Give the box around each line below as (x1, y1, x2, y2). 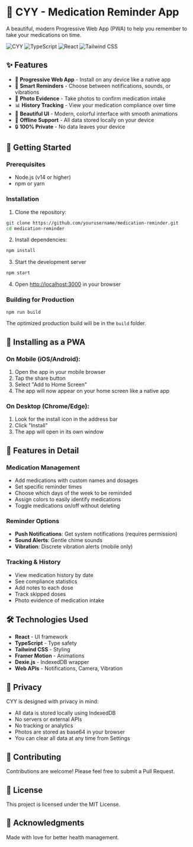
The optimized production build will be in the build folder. (6, 320, 147, 327)
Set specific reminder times (14, 483, 82, 490)
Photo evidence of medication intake (14, 597, 105, 604)
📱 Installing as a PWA (6, 337, 86, 347)
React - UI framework (14, 633, 68, 641)
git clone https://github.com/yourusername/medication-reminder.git (6, 220, 179, 226)
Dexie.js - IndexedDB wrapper (14, 659, 89, 666)
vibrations (14, 89, 40, 96)
